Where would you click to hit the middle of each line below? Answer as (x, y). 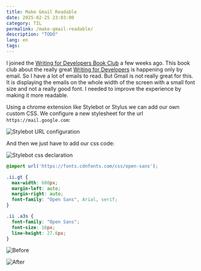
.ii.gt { (17, 177)
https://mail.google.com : (38, 119)
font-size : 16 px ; (34, 227)
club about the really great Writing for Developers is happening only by (94, 69)
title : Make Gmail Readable (42, 12)
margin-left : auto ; (36, 189)
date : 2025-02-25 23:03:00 (40, 18)
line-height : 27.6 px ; (39, 233)
